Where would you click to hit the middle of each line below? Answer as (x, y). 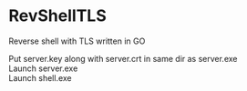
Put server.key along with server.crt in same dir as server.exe (123, 58)
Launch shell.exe (40, 77)
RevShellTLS (57, 16)
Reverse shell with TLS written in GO (77, 41)
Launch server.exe (43, 68)
